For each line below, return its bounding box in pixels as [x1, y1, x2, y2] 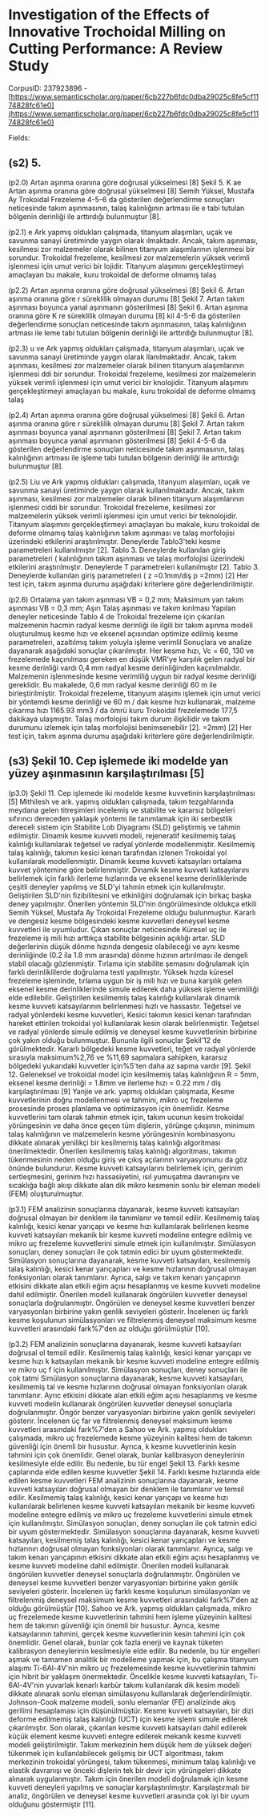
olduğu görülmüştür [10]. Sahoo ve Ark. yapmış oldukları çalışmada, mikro [8, 1603, 252, 1613]
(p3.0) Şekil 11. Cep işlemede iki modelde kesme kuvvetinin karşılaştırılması [8, 788, 255, 797]
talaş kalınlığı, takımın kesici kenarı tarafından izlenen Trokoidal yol [8, 848, 227, 858]
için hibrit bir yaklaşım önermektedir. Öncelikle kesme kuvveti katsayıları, [8, 1671, 247, 1681]
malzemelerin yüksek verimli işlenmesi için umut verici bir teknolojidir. [8, 511, 238, 521]
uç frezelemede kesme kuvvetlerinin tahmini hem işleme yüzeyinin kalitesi [8, 1612, 252, 1621]
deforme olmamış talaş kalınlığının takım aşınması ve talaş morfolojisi [8, 528, 235, 537]
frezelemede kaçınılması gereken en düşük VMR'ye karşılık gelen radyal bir [8, 654, 256, 663]
